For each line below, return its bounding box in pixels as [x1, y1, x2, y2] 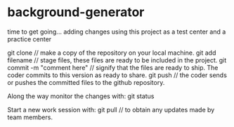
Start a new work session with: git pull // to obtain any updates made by [7, 105, 215, 114]
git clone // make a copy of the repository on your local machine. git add [7, 48, 216, 57]
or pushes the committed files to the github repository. [7, 78, 165, 86]
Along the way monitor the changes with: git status [7, 92, 155, 100]
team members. [7, 113, 53, 121]
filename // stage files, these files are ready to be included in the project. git [7, 55, 227, 64]
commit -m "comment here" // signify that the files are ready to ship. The [7, 63, 219, 72]
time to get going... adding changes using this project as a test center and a [7, 27, 226, 36]
